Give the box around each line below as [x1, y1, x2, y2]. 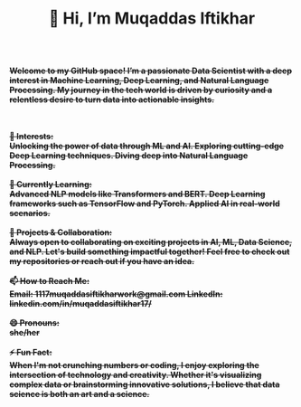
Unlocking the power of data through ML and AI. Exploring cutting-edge [9, 140, 285, 151]
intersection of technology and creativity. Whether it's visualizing [9, 369, 262, 380]
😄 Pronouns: [9, 317, 61, 328]
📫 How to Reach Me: [9, 275, 90, 286]
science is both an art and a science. [9, 388, 150, 399]
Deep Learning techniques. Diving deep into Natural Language [9, 149, 249, 161]
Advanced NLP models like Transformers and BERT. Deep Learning [9, 188, 266, 199]
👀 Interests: [9, 130, 54, 141]
